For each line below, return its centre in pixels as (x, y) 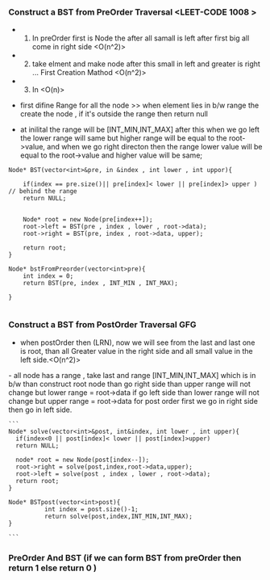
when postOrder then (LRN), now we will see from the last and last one (137, 343)
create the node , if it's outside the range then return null (114, 114)
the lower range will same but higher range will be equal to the (123, 138)
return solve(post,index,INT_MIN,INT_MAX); (118, 516)
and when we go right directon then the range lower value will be (155, 147)
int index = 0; (48, 276)
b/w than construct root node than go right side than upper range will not (130, 384)
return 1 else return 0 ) (53, 568)
